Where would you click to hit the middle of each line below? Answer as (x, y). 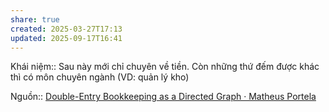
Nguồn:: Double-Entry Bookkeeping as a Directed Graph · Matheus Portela (163, 97)
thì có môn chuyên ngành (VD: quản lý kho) (100, 77)
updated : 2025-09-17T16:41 (66, 38)
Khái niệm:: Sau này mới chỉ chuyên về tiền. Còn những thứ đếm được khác (165, 67)
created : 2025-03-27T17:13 (66, 29)
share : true (35, 19)
